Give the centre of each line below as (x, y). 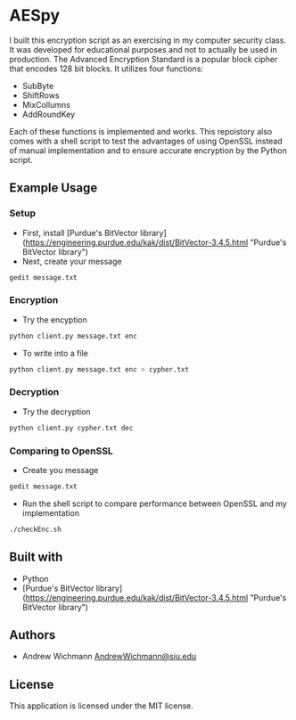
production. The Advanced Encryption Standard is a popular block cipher (144, 59)
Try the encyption (54, 319)
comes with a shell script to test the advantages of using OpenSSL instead (146, 141)
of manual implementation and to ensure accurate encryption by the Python (148, 150)
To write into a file (55, 353)
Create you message (60, 470)
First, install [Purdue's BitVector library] (94, 233)
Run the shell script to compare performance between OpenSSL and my (154, 503)
